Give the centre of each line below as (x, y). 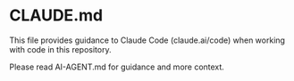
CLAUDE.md (56, 16)
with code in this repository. (60, 49)
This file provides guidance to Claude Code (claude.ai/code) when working (147, 40)
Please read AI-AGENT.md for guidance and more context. (117, 67)
